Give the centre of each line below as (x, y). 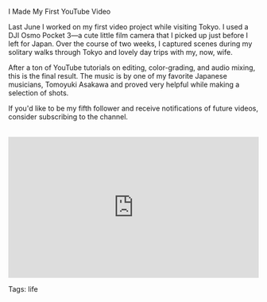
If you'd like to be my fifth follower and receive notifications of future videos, (133, 108)
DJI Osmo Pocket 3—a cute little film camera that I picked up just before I (128, 35)
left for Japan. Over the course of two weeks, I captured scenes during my (130, 44)
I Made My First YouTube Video (60, 12)
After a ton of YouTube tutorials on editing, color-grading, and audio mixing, (132, 68)
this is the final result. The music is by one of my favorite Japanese (118, 76)
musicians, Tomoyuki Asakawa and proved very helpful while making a (124, 84)
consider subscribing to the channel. (68, 117)
